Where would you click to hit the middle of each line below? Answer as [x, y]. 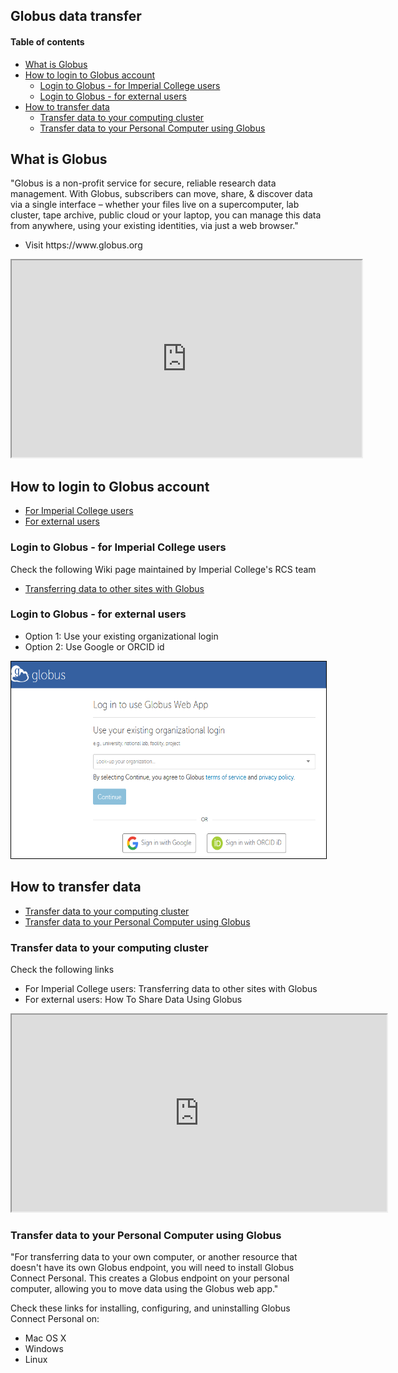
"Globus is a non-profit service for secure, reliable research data [143, 183]
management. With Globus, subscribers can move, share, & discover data [161, 194]
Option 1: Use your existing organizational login [121, 636]
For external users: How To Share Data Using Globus [133, 999]
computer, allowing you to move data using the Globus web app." [144, 1289]
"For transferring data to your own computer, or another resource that [154, 1257]
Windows [44, 1349]
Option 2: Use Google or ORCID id [94, 646]
